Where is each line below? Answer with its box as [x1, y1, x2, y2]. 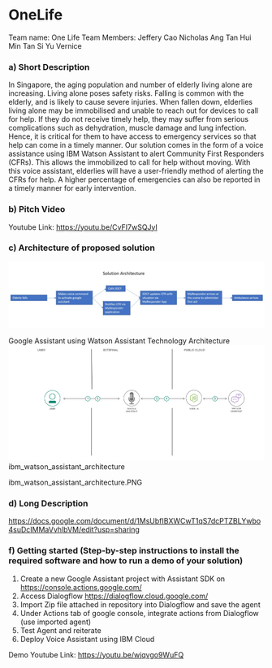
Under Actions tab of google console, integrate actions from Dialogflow [19, 608, 260, 618]
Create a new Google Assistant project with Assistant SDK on [19, 574, 226, 584]
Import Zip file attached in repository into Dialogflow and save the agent [19, 599, 261, 610]
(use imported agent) [19, 617, 92, 627]
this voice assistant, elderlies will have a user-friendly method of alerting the [8, 166, 264, 176]
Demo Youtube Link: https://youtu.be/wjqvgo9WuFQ [8, 649, 184, 659]
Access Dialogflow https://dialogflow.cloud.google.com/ [19, 591, 209, 601]
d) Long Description [8, 498, 89, 509]
